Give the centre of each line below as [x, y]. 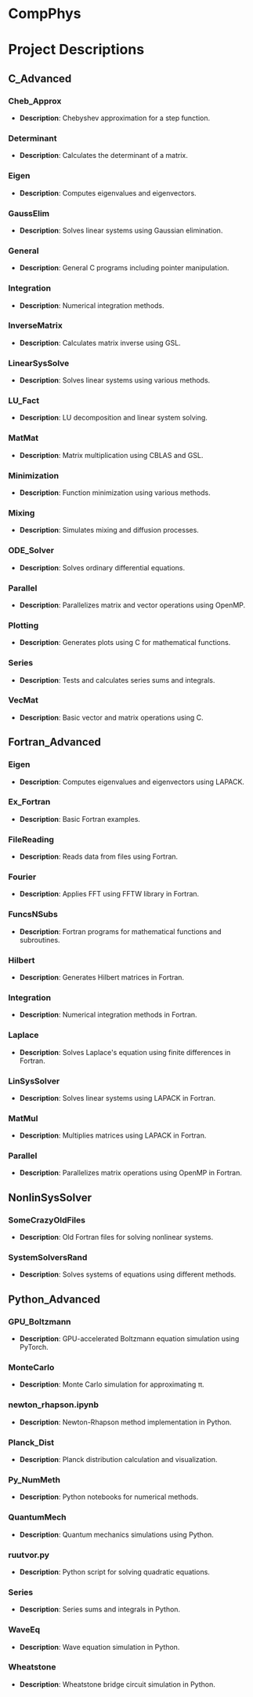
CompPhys [45, 14]
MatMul [23, 1118]
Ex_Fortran [29, 802]
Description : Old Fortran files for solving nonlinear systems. [116, 1237]
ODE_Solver [31, 551]
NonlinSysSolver [50, 1198]
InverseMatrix [35, 325]
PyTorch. [34, 1347]
